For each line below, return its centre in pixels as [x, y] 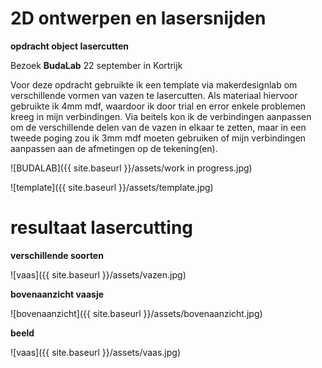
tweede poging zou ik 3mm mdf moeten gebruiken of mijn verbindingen [158, 138]
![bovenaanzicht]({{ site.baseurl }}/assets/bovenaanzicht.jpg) [136, 313]
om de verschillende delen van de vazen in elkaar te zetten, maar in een [158, 127]
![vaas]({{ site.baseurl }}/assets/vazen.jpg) [98, 274]
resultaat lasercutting [102, 228]
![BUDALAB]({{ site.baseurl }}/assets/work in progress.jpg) [131, 168]
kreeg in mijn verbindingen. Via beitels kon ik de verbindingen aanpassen [161, 116]
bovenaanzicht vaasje [57, 294]
